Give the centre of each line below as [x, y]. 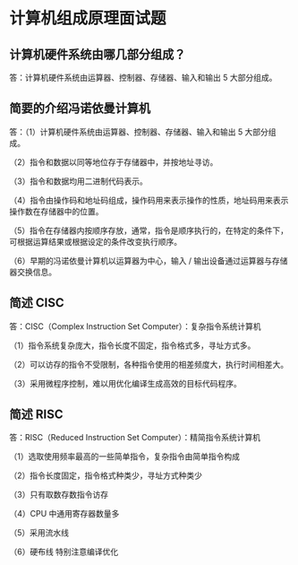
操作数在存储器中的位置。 [56, 211]
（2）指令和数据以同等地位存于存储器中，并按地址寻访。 [114, 161]
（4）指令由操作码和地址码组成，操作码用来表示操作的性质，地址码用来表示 [149, 200]
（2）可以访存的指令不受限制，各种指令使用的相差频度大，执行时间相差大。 [149, 364]
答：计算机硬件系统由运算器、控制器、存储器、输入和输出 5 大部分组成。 [143, 78]
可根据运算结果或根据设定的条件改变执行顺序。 [95, 241]
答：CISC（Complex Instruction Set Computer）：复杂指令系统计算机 [135, 326]
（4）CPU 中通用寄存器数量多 [64, 514]
